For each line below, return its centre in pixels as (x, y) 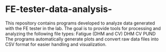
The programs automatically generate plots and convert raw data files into (82, 39)
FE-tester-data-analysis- (59, 9)
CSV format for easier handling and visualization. (56, 44)
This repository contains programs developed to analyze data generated (80, 23)
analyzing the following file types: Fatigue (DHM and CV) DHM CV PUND (80, 33)
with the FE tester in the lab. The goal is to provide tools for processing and (83, 28)
